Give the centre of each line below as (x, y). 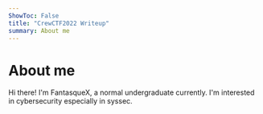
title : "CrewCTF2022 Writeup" (59, 23)
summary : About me (39, 31)
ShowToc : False (34, 16)
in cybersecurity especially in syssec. (70, 101)
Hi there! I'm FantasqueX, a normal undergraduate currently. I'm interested (131, 92)
